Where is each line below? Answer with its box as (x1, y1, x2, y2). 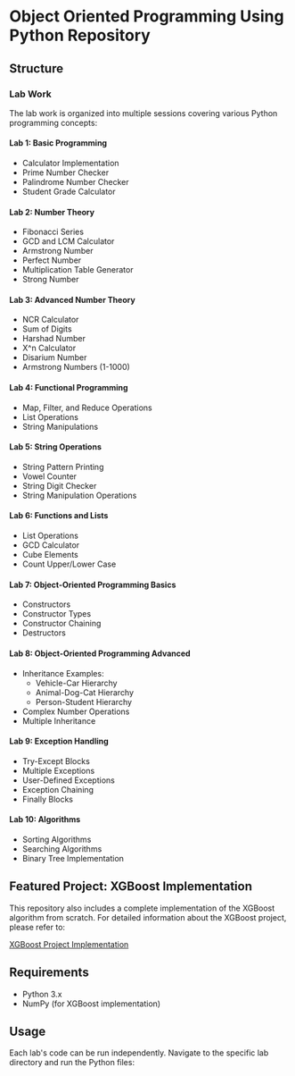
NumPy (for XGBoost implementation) (21, 998, 161, 1009)
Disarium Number (21, 352, 87, 363)
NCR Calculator (21, 315, 79, 325)
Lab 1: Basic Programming (9, 138, 108, 148)
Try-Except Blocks (21, 755, 91, 766)
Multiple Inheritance (21, 715, 96, 726)
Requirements (9, 965, 89, 980)
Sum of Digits (21, 324, 73, 334)
